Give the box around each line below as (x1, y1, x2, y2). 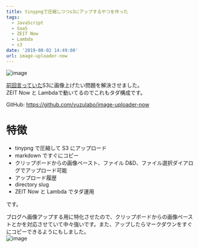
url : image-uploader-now (6, 53, 68, 59)
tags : (6, 14, 20, 20)
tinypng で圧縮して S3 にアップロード (14, 144, 107, 152)
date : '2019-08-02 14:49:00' (6, 48, 78, 54)
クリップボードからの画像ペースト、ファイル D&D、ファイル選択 (14, 159, 173, 167)
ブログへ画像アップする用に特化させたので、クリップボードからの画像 (6, 213, 178, 220)
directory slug (14, 181, 49, 188)
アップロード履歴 (14, 174, 57, 181)
